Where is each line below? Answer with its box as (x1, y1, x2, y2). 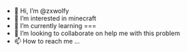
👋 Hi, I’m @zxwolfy (13, 7, 69, 15)
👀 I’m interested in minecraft (13, 14, 97, 22)
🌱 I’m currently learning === (13, 22, 97, 30)
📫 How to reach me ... (13, 37, 80, 45)
